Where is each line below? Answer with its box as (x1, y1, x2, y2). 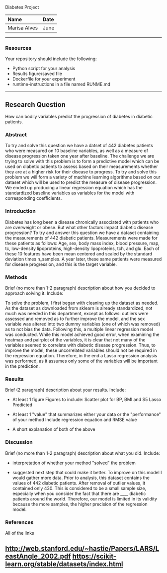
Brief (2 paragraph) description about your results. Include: (5, 387, 126, 393)
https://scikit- (72, 552, 117, 561)
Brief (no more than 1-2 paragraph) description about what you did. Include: (5, 450, 161, 456)
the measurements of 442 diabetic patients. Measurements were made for (5, 235, 158, 241)
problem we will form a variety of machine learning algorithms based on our (5, 174, 161, 180)
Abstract (5, 131, 27, 138)
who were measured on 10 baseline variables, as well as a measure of (5, 148, 148, 154)
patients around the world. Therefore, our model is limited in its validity (12, 495, 158, 501)
